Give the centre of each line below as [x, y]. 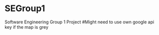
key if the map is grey [27, 27]
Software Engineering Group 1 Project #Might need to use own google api [79, 22]
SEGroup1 [25, 9]
